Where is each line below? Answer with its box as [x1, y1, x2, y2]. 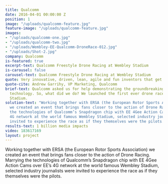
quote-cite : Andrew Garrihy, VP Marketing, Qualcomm [5, 81, 117, 86]
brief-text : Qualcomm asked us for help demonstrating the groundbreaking [5, 86, 164, 91]
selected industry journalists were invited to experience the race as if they [5, 168, 157, 174]
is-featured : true [5, 58, 43, 63]
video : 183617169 [5, 128, 41, 133]
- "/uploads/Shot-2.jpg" [5, 49, 57, 54]
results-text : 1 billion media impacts [5, 123, 88, 128]
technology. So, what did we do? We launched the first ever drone [9, 91, 153, 96]
